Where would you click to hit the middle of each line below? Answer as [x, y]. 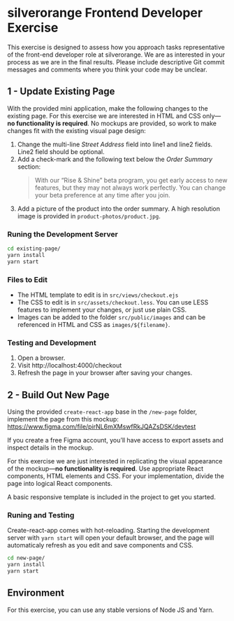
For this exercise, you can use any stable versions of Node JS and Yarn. [111, 610]
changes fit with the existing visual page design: [76, 130]
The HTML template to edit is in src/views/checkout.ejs [98, 295]
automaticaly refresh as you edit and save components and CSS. [100, 545]
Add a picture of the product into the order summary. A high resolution [119, 209]
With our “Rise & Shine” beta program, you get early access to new [131, 180]
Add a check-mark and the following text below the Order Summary [115, 159]
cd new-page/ [26, 558]
